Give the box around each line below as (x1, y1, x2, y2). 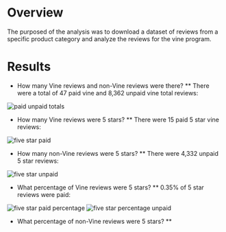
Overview (7, 5, 64, 21)
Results (7, 59, 51, 75)
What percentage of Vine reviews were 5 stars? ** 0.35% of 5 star (16, 183, 204, 192)
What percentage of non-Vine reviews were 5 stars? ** (16, 217, 173, 225)
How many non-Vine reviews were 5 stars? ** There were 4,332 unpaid (16, 149, 219, 157)
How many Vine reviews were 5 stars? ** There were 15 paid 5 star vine (16, 115, 219, 124)
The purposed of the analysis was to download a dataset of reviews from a (7, 27, 218, 36)
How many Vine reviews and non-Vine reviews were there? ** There (16, 81, 210, 90)
